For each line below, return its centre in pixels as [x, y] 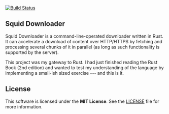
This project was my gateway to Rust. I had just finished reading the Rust [81, 62]
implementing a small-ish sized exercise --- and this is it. [65, 73]
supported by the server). [32, 52]
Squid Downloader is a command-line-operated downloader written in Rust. [84, 36]
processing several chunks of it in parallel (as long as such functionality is [82, 47]
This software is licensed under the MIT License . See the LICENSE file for [82, 101]
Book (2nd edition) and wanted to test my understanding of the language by [84, 67]
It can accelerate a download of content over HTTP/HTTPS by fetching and [84, 41]
